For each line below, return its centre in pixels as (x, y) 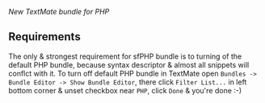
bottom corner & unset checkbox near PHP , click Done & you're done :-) (125, 90)
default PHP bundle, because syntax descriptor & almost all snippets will (129, 64)
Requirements (44, 37)
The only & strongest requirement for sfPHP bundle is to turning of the (125, 56)
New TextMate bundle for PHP (59, 12)
